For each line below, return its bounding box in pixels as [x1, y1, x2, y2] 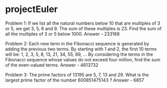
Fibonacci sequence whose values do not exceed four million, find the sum [5, 56, 160, 62]
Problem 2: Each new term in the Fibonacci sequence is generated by [5, 40, 149, 46]
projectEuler [5, 4, 58, 15]
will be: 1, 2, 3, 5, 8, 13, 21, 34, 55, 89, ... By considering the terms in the [5, 51, 153, 57]
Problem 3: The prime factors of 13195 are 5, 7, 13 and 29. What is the [5, 71, 149, 77]
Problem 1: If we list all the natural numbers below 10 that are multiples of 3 [5, 20, 160, 26]
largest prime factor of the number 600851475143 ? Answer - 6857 [5, 77, 144, 83]
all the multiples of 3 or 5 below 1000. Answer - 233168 [5, 31, 120, 37]
